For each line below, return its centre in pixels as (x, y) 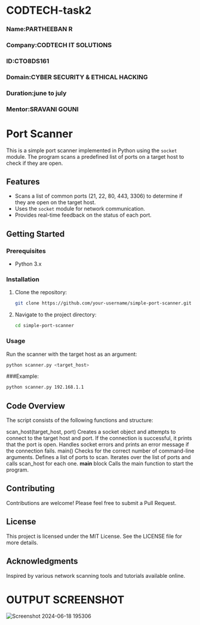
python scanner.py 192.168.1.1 (45, 387)
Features (23, 182)
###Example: (22, 376)
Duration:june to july (36, 93)
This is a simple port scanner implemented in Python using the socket (92, 150)
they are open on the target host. (55, 202)
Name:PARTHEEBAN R (39, 29)
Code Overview (36, 406)
